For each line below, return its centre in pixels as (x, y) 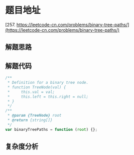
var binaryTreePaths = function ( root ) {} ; (51, 129)
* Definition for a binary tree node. (48, 83)
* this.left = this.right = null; (48, 96)
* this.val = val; (31, 92)
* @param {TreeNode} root (34, 116)
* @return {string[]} (30, 120)
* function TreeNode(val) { (37, 87)
